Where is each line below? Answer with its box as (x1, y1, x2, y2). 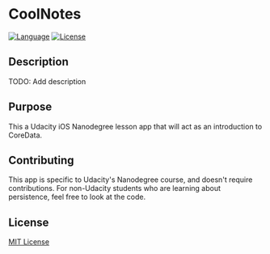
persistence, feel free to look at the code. (8, 192, 146, 202)
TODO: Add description (8, 76, 86, 86)
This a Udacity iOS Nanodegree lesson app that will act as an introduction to (8, 121, 263, 131)
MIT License (8, 237, 50, 247)
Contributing (8, 153, 74, 167)
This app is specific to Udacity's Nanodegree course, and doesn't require (8, 175, 253, 184)
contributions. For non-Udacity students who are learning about (8, 184, 221, 193)
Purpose (8, 100, 53, 114)
